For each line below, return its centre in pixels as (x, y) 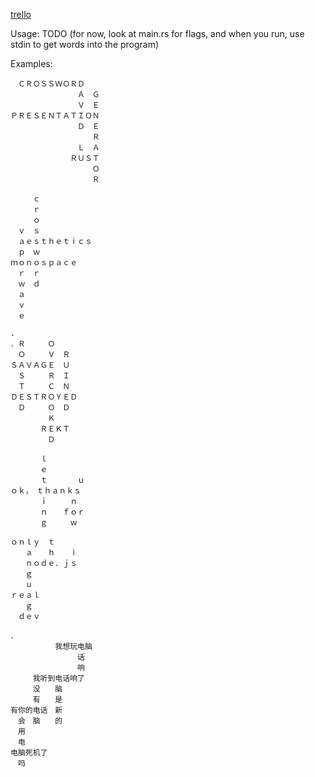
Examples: (31, 63)
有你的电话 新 (36, 710)
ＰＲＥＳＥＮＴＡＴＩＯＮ (55, 116)
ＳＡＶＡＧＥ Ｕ (40, 365)
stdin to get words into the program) (85, 44)
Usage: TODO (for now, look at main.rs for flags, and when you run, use (157, 33)
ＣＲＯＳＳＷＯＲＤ (51, 84)
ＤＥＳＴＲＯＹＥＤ (44, 397)
